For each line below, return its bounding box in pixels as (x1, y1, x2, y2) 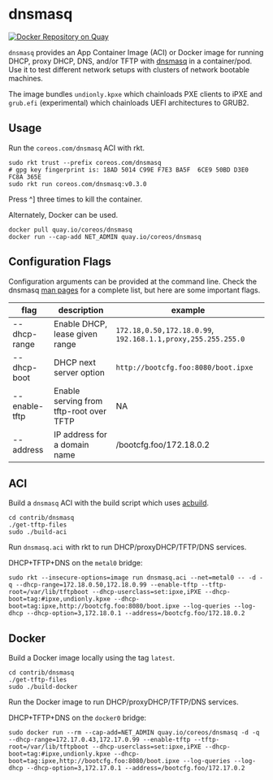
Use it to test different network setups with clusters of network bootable (8, 64, 250, 74)
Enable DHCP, (54, 318, 108, 329)
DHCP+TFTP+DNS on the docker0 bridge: (8, 713, 147, 723)
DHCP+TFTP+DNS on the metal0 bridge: (8, 558, 143, 568)
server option (54, 366, 106, 378)
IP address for (54, 428, 108, 440)
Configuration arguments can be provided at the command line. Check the (8, 276, 258, 286)
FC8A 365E (8, 172, 42, 181)
